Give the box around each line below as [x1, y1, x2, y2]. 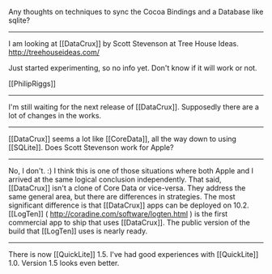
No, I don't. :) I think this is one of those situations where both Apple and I [8, 166, 253, 175]
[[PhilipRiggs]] [8, 79, 57, 88]
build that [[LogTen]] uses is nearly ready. [8, 226, 148, 236]
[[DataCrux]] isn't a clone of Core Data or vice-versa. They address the [8, 183, 246, 193]
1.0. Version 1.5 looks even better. [8, 259, 120, 268]
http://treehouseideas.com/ [8, 48, 100, 57]
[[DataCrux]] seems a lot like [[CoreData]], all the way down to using [8, 134, 237, 143]
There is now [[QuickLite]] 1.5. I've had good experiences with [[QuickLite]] [8, 250, 259, 259]
